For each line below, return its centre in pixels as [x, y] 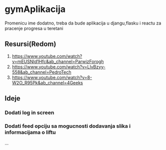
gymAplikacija [35, 9]
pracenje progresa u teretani [34, 28]
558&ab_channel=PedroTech [41, 72]
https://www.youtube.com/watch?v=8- [52, 77]
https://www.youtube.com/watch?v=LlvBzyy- [58, 66]
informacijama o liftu [30, 132]
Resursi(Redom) [30, 44]
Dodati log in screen [29, 112]
